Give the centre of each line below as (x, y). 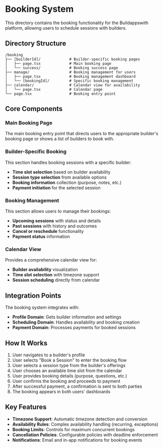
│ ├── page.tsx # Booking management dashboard (70, 76)
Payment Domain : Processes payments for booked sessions (74, 328)
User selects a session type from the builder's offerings (69, 365)
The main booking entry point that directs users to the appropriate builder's (82, 134)
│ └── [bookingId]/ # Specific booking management (69, 81)
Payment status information (41, 237)
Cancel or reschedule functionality (48, 231)
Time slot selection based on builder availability (61, 172)
